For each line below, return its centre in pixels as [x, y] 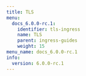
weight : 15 [31, 47]
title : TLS [20, 12]
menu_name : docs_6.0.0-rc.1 [42, 52]
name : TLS [30, 35]
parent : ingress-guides [48, 40]
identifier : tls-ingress [49, 29]
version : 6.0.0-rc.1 [38, 63]
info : [13, 58]
